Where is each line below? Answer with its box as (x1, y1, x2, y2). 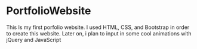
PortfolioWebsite (6, 4, 91, 18)
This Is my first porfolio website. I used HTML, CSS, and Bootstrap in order (6, 24, 190, 31)
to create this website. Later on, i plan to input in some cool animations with (6, 30, 192, 37)
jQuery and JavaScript (6, 36, 61, 43)
